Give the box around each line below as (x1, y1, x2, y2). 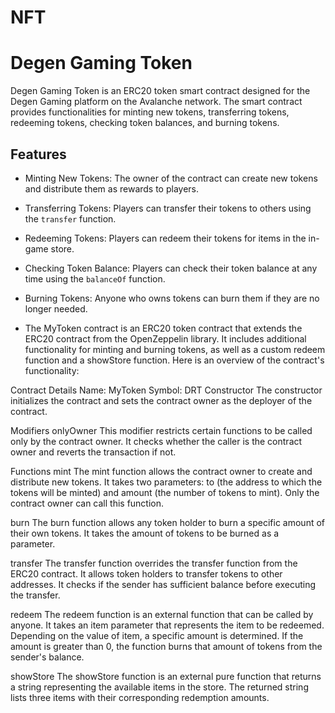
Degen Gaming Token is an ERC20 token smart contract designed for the (10, 85, 311, 97)
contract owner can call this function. (10, 497, 165, 509)
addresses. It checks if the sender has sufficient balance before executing (10, 578, 317, 590)
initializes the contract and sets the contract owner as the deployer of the (10, 394, 313, 406)
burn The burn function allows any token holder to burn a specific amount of (10, 516, 326, 528)
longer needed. (24, 302, 88, 315)
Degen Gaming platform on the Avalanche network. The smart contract (10, 96, 303, 108)
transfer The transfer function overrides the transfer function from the (10, 557, 298, 569)
